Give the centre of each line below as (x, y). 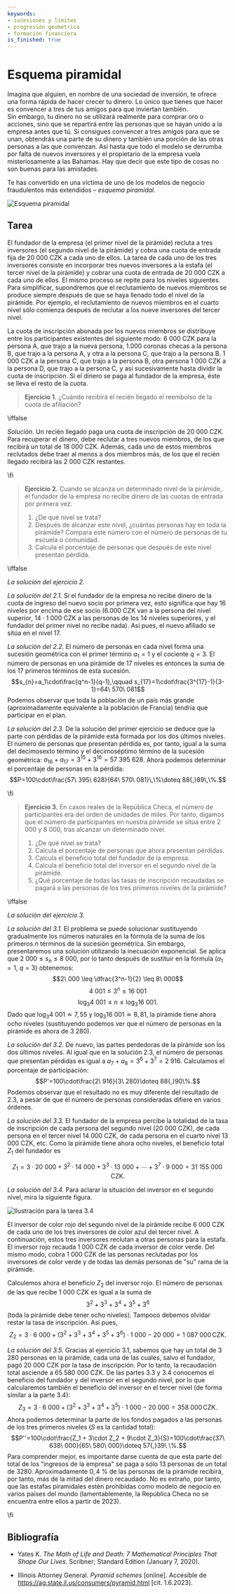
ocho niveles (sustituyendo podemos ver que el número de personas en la (115, 1024)
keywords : (22, 14)
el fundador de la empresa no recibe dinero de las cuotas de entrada (123, 496)
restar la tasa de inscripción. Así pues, (62, 1323)
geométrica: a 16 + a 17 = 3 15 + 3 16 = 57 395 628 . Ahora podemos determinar (117, 760)
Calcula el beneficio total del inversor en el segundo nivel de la (125, 866)
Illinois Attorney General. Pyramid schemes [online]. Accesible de (112, 1575)
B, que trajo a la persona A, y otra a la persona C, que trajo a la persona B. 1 (116, 353)
